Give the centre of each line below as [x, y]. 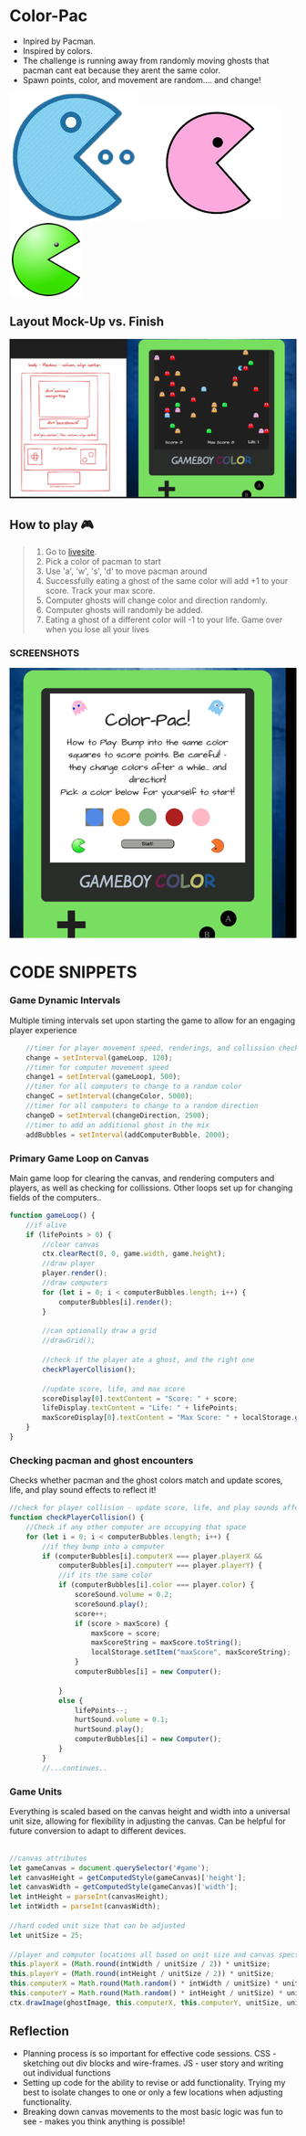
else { [71, 1700]
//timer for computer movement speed [97, 1067]
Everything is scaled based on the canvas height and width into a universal [150, 1811]
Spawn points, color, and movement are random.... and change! [142, 79]
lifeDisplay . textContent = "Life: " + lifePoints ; [140, 1408]
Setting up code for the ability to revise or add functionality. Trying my [154, 2082]
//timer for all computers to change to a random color [134, 1087]
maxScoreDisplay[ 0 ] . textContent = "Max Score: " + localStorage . [169, 1418]
